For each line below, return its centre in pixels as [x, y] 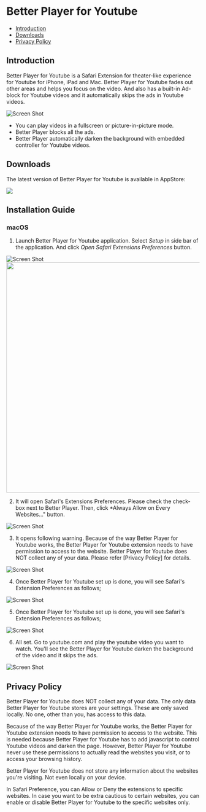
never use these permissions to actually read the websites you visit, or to [99, 752]
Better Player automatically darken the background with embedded [100, 138]
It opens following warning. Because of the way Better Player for [97, 538]
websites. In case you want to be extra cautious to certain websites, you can [103, 796]
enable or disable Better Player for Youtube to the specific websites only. [98, 802]
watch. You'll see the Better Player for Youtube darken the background [104, 649]
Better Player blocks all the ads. [55, 132]
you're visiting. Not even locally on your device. [67, 778]
